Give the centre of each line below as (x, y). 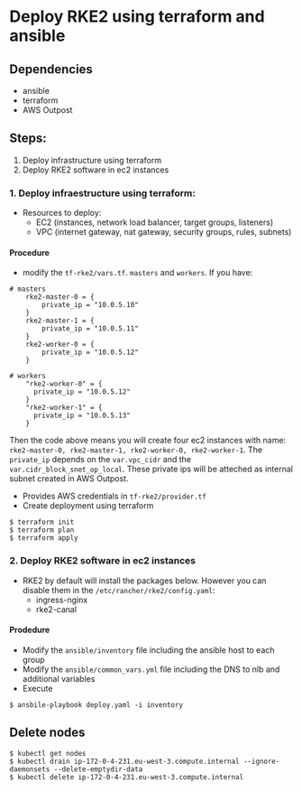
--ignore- (261, 761)
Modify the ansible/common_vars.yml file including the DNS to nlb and (151, 669)
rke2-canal (56, 609)
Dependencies (51, 69)
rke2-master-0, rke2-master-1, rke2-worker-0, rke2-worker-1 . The (136, 450)
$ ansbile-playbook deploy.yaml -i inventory (96, 705)
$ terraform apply (44, 538)
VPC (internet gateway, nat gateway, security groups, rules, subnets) (164, 232)
